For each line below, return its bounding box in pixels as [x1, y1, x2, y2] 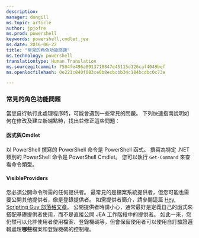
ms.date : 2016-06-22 [6, 42, 57, 48]
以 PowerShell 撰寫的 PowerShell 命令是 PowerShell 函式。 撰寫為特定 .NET [6, 146, 190, 153]
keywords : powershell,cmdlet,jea [6, 36, 89, 42]
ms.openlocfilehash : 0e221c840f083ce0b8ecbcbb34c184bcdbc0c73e [6, 69, 166, 75]
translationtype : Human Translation [6, 58, 97, 64]
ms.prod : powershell [6, 31, 57, 37]
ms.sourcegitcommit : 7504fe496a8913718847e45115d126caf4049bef [6, 63, 166, 70]
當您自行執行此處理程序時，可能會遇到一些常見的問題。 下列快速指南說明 [6, 110, 184, 117]
